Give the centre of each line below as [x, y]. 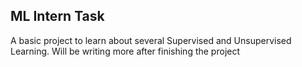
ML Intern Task [57, 16]
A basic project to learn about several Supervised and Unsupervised [151, 40]
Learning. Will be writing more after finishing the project [125, 51]
